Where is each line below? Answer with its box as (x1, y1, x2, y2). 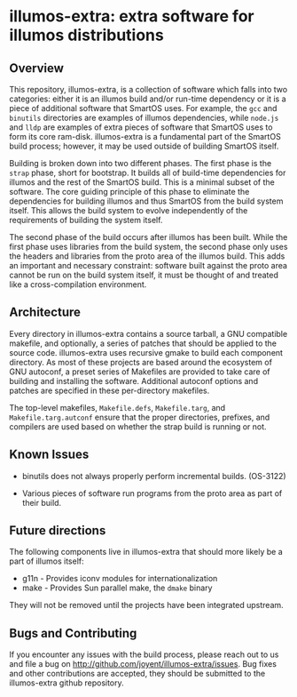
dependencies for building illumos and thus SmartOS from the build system (9, 196, 284, 206)
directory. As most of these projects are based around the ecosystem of (9, 357, 273, 367)
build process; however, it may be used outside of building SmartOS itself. (9, 140, 279, 151)
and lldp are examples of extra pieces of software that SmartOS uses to (9, 122, 273, 132)
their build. (21, 497, 62, 508)
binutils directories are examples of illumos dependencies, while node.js (9, 113, 279, 123)
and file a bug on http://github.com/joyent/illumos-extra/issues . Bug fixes (9, 659, 277, 669)
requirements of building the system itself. (9, 215, 163, 225)
